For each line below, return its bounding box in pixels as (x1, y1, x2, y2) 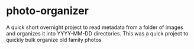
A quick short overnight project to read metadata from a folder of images (6, 24, 183, 31)
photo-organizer (6, 4, 89, 18)
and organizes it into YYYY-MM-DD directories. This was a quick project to (6, 30, 189, 37)
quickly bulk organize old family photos (6, 36, 102, 43)
